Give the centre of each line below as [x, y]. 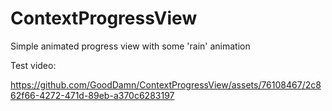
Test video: [33, 65]
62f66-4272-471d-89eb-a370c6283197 [92, 95]
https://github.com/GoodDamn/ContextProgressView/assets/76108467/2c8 [166, 84]
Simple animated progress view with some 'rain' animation [130, 46]
